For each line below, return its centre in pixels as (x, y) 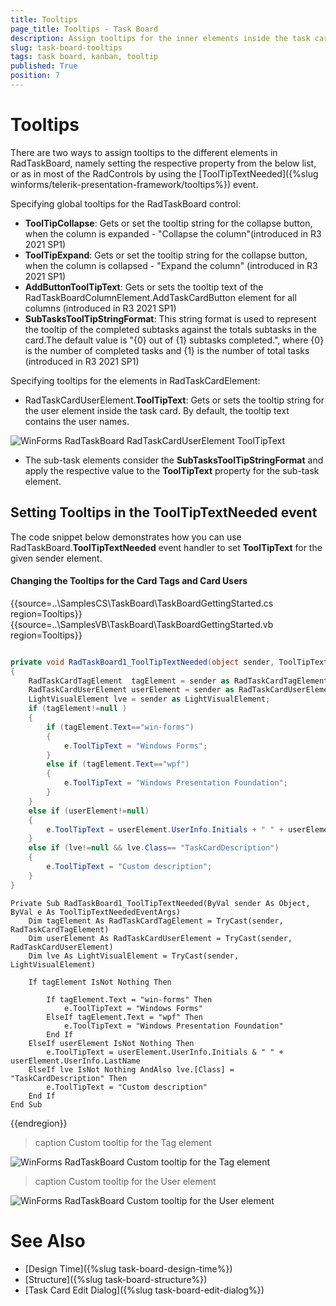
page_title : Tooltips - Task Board (84, 29)
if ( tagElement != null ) (78, 709)
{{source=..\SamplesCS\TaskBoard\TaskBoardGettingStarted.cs (142, 603)
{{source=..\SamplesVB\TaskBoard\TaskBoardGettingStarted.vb (142, 624)
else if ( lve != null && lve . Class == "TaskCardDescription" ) (154, 848)
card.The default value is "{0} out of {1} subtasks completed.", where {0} (174, 340)
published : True (44, 66)
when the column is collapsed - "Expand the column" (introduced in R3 (171, 265)
